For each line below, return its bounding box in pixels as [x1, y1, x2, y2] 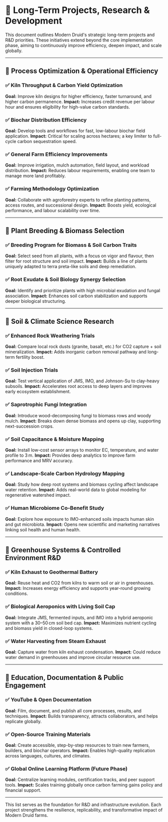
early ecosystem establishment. [5, 389, 71, 395]
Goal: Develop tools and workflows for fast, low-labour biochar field [5, 128, 145, 134]
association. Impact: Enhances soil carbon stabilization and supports [5, 293, 147, 299]
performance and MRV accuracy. [5, 458, 73, 464]
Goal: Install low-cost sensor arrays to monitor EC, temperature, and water [5, 447, 159, 453]
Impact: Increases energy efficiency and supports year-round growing [5, 585, 151, 591]
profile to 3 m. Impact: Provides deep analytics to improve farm [5, 452, 136, 458]
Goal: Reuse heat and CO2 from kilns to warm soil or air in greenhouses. [5, 580, 154, 586]
